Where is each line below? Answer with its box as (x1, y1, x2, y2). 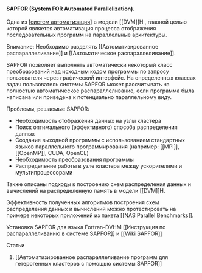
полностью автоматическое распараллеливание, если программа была (6, 87, 195, 94)
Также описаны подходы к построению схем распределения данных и (6, 181, 192, 188)
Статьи (6, 242, 25, 249)
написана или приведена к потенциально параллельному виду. (6, 94, 172, 101)
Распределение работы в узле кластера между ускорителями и (15, 162, 183, 170)
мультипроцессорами (15, 169, 73, 176)
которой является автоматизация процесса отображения (6, 25, 156, 32)
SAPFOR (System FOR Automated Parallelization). (6, 5, 135, 12)
